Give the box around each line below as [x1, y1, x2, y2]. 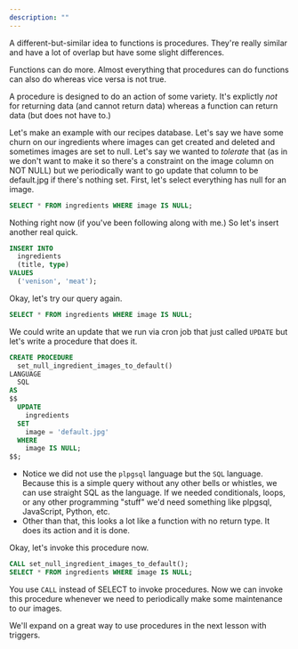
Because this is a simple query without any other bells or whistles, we [21, 478, 278, 489]
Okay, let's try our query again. [9, 293, 123, 304]
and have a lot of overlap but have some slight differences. [9, 46, 225, 58]
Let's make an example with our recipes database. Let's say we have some [9, 126, 284, 138]
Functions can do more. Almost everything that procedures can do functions [9, 64, 289, 75]
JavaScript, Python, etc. [21, 507, 111, 517]
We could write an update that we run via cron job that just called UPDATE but [9, 326, 288, 337]
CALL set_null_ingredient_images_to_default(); [9, 560, 189, 569]
